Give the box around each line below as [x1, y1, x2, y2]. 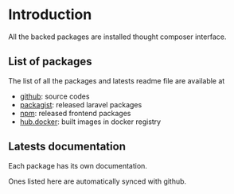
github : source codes [19, 91, 90, 101]
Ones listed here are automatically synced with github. [8, 177, 187, 186]
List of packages [8, 55, 93, 68]
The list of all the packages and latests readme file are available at [8, 76, 225, 85]
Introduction [8, 6, 92, 24]
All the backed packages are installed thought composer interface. [8, 32, 227, 41]
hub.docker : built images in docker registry [19, 117, 162, 126]
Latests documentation [8, 140, 126, 153]
